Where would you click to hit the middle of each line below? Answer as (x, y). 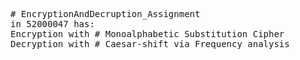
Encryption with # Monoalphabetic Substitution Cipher (147, 34)
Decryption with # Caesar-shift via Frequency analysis (150, 44)
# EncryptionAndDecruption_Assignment (105, 14)
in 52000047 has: (52, 24)
